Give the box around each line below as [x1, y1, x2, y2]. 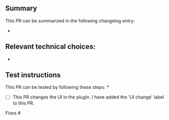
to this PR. [12, 100, 35, 106]
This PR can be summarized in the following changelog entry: [5, 17, 135, 23]
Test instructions [5, 71, 61, 80]
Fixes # [5, 110, 21, 116]
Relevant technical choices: [5, 42, 96, 51]
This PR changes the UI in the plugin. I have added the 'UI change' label [12, 94, 164, 100]
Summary [5, 4, 37, 13]
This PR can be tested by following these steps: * [5, 84, 109, 90]
